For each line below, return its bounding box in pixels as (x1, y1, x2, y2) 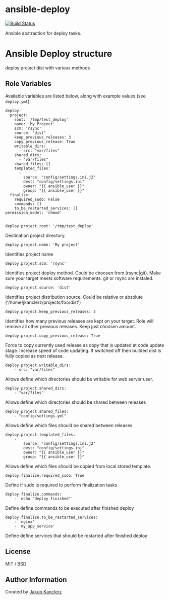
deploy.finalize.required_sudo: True (5, 473, 85, 478)
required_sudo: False (14, 197, 60, 202)
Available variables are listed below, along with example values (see (5, 93, 146, 99)
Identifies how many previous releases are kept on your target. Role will (5, 318, 154, 324)
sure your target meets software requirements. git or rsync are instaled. (5, 275, 154, 281)
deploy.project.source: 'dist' (5, 285, 71, 290)
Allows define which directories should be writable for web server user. (5, 376, 153, 382)
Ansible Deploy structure (5, 48, 112, 59)
